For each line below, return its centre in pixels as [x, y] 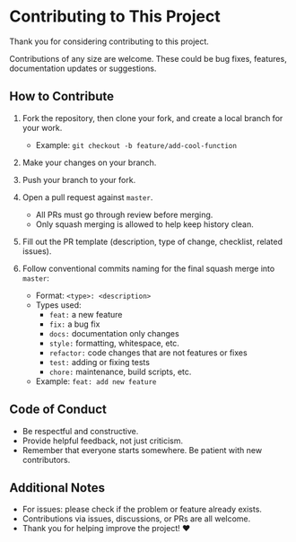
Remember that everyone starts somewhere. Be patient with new [142, 450]
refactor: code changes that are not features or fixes [148, 353]
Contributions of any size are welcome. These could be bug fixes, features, [148, 58]
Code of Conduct [58, 410]
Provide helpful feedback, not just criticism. [103, 441]
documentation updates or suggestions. [83, 68]
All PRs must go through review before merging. [124, 214]
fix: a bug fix [74, 324]
